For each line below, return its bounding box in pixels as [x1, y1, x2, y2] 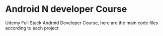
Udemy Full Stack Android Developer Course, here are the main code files [5, 20, 158, 26]
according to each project [5, 25, 59, 31]
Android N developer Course [5, 3, 127, 15]
